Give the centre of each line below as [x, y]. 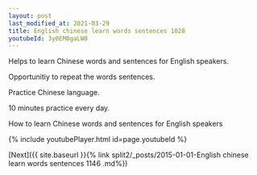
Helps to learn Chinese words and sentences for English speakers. [119, 61]
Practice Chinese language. [54, 93]
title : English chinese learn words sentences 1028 [97, 31]
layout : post [30, 16]
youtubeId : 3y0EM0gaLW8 [48, 38]
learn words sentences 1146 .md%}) [68, 164]
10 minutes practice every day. [59, 108]
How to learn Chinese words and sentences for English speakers [116, 124]
